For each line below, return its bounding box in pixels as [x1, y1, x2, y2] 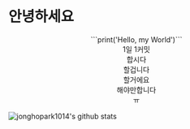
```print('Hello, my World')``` [90, 34, 183, 45]
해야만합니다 [116, 84, 157, 94]
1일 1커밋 [123, 44, 150, 54]
